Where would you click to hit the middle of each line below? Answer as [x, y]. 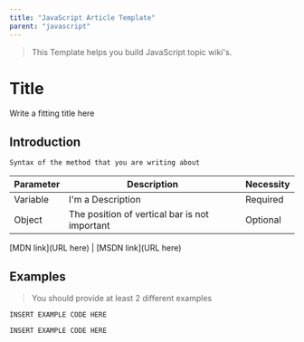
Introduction [45, 142]
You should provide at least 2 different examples [122, 299]
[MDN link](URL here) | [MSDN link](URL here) [95, 248]
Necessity [268, 185]
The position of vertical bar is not [139, 214]
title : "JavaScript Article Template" [82, 18]
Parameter [37, 185]
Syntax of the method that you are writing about [105, 163]
